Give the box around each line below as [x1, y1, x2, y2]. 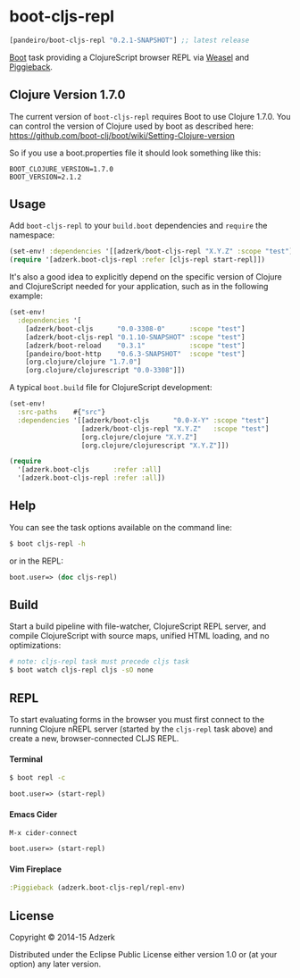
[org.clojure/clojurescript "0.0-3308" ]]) [25, 366, 186, 375]
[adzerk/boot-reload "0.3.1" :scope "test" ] [25, 341, 246, 350]
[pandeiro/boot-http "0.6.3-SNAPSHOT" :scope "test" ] [25, 349, 246, 358]
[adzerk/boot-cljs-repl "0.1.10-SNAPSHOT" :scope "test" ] [25, 332, 246, 341]
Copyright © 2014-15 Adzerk [9, 932, 116, 942]
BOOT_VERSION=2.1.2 [9, 172, 82, 181]
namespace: [9, 230, 55, 240]
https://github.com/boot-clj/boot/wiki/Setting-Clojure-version [9, 130, 235, 140]
